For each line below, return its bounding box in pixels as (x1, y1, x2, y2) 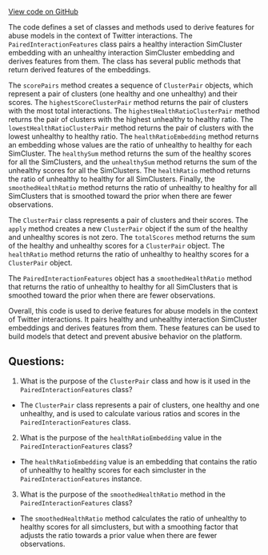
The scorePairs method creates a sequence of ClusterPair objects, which (8, 80, 254, 90)
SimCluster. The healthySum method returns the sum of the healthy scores (8, 148, 252, 158)
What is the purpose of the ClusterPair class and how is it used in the (19, 376, 250, 386)
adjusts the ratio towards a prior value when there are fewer (19, 530, 218, 540)
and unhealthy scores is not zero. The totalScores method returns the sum (8, 233, 256, 241)
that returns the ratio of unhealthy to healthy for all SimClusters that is (8, 282, 238, 291)
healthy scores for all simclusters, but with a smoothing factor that (19, 521, 238, 532)
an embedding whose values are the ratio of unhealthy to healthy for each (8, 140, 253, 149)
